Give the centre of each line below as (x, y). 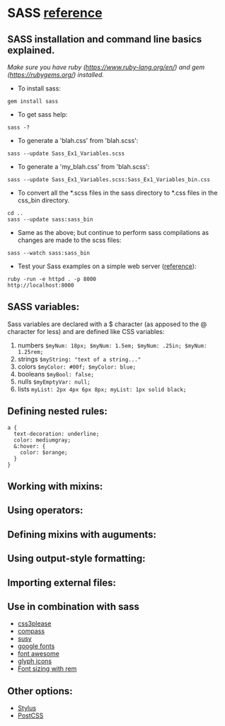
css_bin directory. (44, 200)
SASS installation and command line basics (105, 39)
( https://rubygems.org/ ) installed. (56, 75)
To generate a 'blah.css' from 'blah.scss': (78, 140)
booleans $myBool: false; (56, 374)
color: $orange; (44, 452)
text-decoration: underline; (57, 434)
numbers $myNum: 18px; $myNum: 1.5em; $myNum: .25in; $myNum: (112, 345)
